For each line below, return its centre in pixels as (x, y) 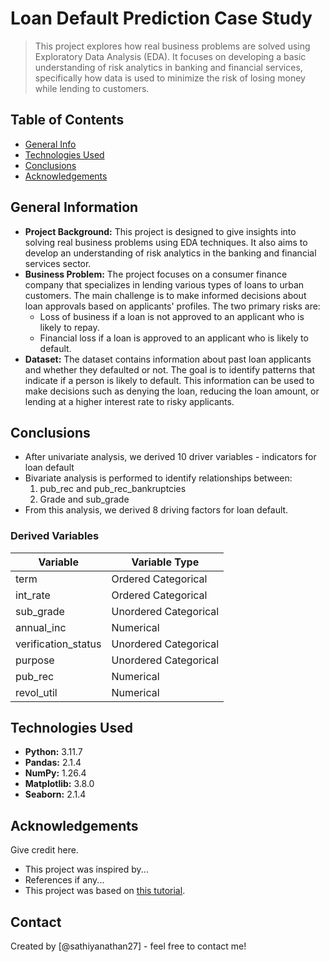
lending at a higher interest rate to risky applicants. (129, 401)
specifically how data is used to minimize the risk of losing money (170, 78)
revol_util (36, 692)
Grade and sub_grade (84, 499)
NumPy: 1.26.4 (55, 773)
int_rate (33, 595)
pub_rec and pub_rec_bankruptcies (113, 489)
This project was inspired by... (86, 869)
